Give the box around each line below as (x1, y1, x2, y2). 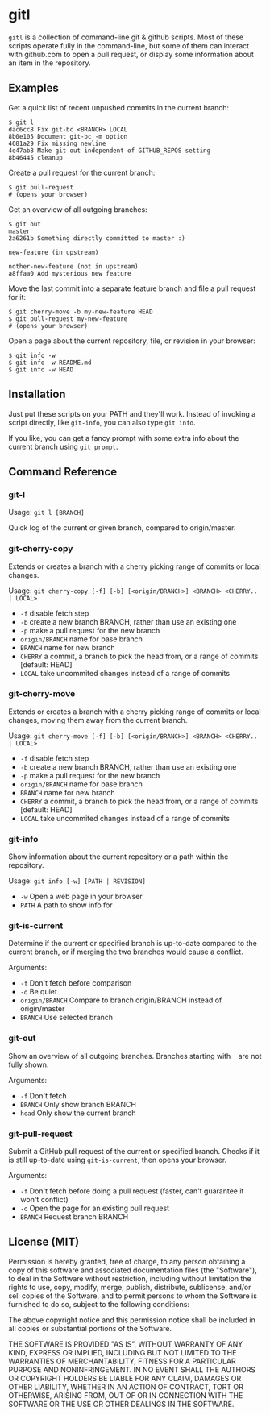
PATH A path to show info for (19, 900, 113, 910)
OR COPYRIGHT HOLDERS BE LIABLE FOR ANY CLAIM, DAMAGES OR (8, 1373, 242, 1383)
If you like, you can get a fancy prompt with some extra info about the (8, 433, 239, 442)
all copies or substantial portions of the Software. (8, 1323, 172, 1333)
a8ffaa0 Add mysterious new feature (8, 269, 131, 277)
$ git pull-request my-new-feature (8, 314, 128, 323)
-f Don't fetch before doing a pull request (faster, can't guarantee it (19, 1186, 244, 1196)
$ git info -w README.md (8, 359, 92, 367)
